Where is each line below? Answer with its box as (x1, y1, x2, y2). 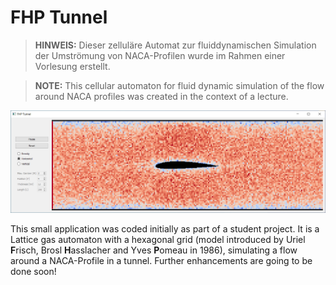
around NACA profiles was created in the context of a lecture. (34, 90, 289, 102)
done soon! (10, 265, 57, 277)
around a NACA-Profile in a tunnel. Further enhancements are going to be (10, 254, 313, 266)
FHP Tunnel (10, 6, 108, 29)
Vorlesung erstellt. (34, 60, 111, 72)
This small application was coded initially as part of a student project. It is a (10, 222, 320, 235)
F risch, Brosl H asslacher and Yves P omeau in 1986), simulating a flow (10, 244, 298, 256)
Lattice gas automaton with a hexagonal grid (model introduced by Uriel (10, 233, 306, 245)
